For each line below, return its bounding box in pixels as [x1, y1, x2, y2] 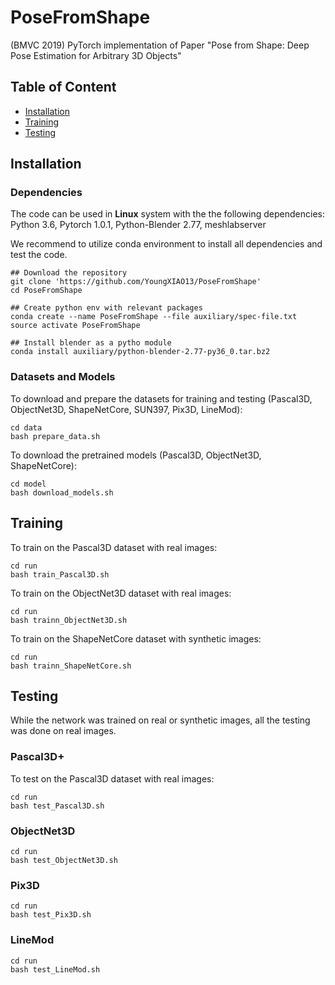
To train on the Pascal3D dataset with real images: [10, 541, 218, 553]
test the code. [10, 249, 68, 261]
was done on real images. [10, 725, 117, 737]
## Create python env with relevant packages [10, 303, 203, 313]
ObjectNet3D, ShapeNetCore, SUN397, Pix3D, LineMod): [10, 403, 243, 415]
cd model [10, 479, 47, 489]
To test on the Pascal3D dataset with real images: [10, 772, 215, 785]
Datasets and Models [10, 370, 116, 384]
